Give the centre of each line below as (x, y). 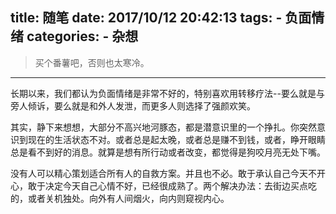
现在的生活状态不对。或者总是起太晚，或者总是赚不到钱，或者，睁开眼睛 (176, 139)
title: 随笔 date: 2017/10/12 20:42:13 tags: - (146, 18)
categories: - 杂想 (82, 36)
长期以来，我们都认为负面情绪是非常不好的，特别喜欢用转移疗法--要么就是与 (167, 93)
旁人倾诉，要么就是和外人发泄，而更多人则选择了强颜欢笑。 (133, 105)
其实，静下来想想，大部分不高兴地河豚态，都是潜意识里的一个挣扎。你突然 (163, 127)
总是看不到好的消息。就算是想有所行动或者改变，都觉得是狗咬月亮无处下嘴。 (168, 152)
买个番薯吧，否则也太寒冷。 (92, 62)
